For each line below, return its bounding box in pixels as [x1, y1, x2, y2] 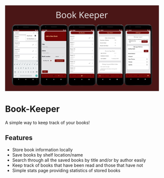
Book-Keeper [5, 103, 60, 115]
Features [5, 134, 33, 142]
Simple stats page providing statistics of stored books [12, 167, 121, 173]
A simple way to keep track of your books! [5, 119, 90, 125]
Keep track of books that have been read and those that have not [12, 162, 143, 168]
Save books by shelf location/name [12, 152, 83, 158]
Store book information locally [12, 147, 73, 153]
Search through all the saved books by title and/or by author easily [12, 157, 146, 163]
